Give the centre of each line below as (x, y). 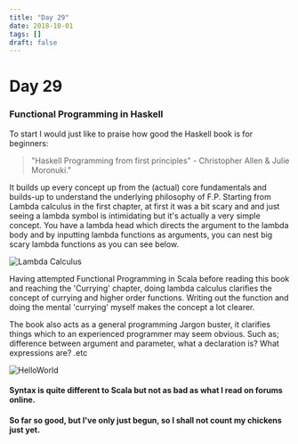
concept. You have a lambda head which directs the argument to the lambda (149, 225)
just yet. (25, 430)
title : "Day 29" (39, 17)
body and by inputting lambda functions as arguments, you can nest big (141, 234)
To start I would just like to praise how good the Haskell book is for (131, 134)
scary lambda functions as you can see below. (94, 244)
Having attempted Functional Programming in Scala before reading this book (149, 278)
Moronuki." (51, 169)
